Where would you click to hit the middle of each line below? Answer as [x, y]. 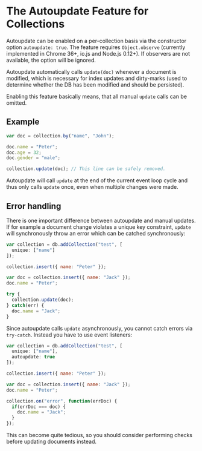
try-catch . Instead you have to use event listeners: [69, 335]
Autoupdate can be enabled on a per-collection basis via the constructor [96, 41]
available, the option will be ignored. [51, 60]
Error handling [34, 206]
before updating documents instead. [52, 442]
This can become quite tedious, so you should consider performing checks [99, 435]
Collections [36, 24]
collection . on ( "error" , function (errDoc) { [62, 401]
